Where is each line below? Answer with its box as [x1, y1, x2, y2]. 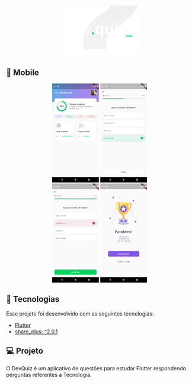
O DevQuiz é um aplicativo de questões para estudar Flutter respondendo [6, 364, 187, 371]
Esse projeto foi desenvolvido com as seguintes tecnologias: [6, 310, 154, 317]
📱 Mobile [6, 67, 40, 77]
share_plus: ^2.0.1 [14, 327, 58, 335]
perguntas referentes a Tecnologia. [6, 371, 92, 378]
